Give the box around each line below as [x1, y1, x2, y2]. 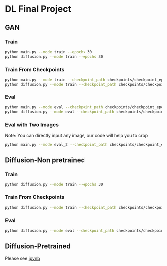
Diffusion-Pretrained [5, 242, 71, 251]
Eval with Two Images [5, 121, 59, 128]
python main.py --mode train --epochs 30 [5, 49, 92, 54]
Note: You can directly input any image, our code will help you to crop [5, 133, 148, 139]
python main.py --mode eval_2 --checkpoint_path [5, 142, 108, 147]
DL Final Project [5, 3, 71, 15]
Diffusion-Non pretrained [5, 156, 85, 165]
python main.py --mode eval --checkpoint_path [5, 104, 103, 110]
